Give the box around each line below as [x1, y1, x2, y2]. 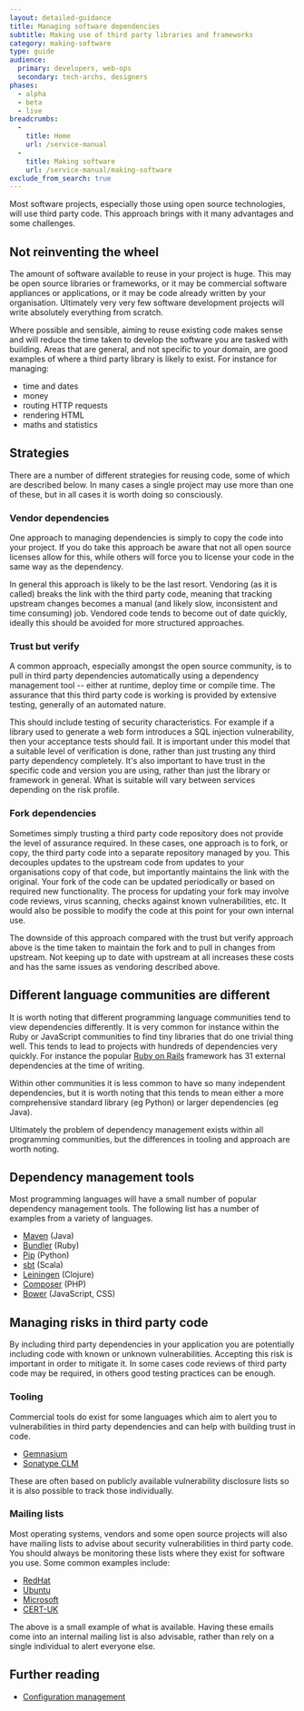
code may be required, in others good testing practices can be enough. [9, 1368, 276, 1379]
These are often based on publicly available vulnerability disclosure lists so [9, 1475, 289, 1486]
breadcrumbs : [9, 114, 59, 124]
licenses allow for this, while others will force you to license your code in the [9, 551, 295, 563]
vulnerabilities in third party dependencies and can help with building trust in [9, 1420, 296, 1431]
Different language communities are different [9, 987, 270, 1004]
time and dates [22, 381, 79, 391]
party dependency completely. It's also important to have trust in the [9, 756, 266, 766]
